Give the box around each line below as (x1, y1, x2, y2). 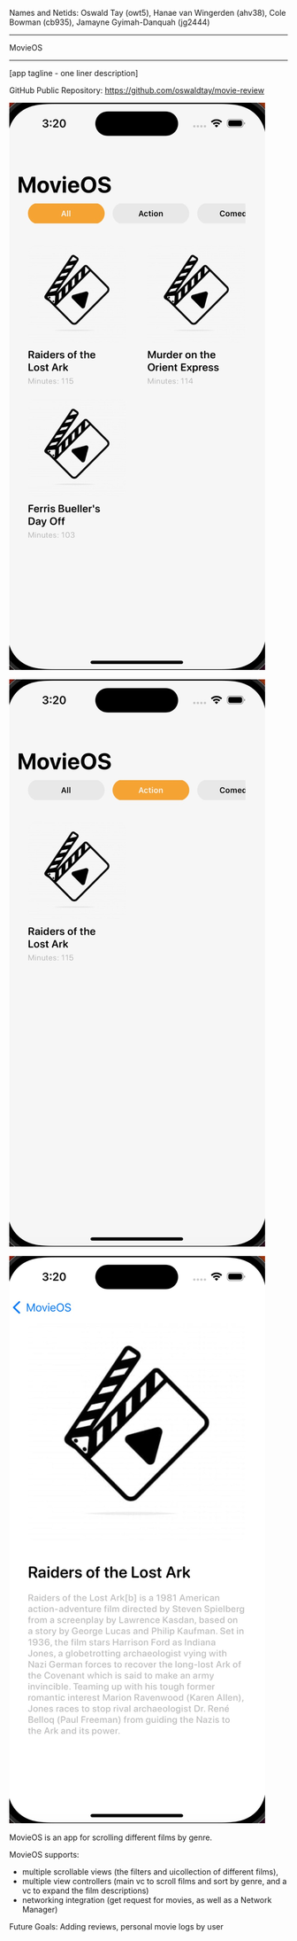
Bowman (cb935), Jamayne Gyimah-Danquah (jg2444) (9, 17, 210, 27)
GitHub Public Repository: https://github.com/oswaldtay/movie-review (9, 85, 265, 96)
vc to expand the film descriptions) (21, 1885, 149, 1896)
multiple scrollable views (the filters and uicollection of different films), (21, 1867, 278, 1877)
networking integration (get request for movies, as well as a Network (21, 1895, 272, 1905)
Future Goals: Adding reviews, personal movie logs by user (9, 1922, 224, 1931)
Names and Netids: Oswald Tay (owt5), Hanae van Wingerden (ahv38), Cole (9, 8, 286, 18)
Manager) (21, 1905, 58, 1914)
